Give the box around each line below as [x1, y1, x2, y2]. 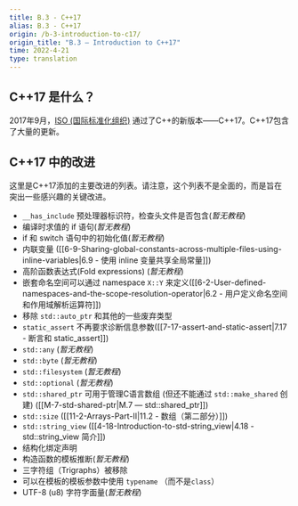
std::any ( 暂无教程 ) [21, 344, 94, 355]
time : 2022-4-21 [9, 46, 69, 55]
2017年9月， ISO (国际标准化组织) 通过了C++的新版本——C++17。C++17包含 [9, 115, 289, 126]
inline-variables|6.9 [21, 255, 93, 265]
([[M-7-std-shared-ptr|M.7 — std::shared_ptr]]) [35, 399, 209, 410]
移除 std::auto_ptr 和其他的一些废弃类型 [21, 310, 173, 321]
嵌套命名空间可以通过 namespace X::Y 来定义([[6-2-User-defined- [21, 277, 267, 288]
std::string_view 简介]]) [21, 431, 107, 442]
